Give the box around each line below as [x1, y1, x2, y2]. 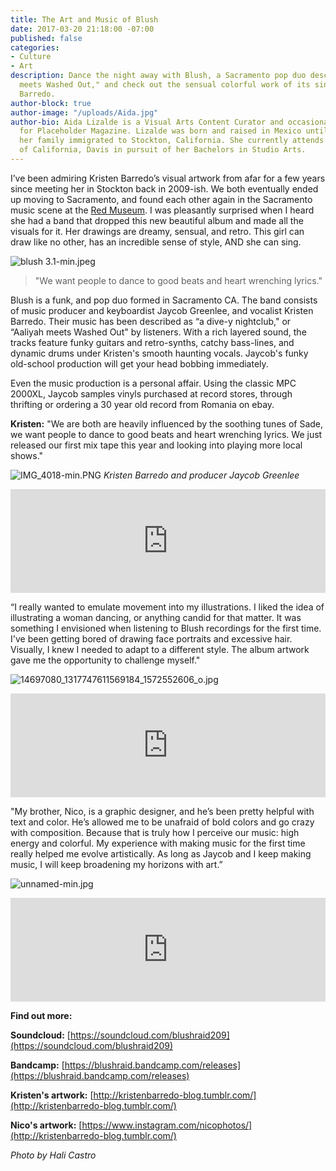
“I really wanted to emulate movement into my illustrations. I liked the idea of [10, 601, 325, 613]
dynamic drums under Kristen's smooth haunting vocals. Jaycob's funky [10, 347, 309, 359]
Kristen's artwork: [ [10, 1089, 94, 1101]
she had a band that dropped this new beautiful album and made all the [10, 214, 304, 226]
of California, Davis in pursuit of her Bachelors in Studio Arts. [19, 145, 307, 155]
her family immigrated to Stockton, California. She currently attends [19, 136, 325, 146]
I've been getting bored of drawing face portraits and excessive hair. [10, 632, 293, 645]
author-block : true [10, 98, 92, 108]
